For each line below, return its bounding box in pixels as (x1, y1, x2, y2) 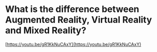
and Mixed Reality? (5, 25, 87, 36)
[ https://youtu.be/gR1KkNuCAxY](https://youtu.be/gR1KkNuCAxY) (5, 41, 141, 47)
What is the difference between (5, 3, 139, 15)
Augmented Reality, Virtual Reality (5, 14, 152, 25)
